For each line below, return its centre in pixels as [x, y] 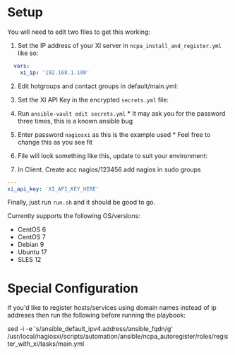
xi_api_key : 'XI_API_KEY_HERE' [53, 189]
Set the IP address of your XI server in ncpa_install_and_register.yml [120, 45]
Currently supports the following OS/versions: [74, 216]
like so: [28, 53]
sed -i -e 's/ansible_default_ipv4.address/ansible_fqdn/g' [90, 329]
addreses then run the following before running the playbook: [96, 315]
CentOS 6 [32, 229]
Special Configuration [73, 288]
